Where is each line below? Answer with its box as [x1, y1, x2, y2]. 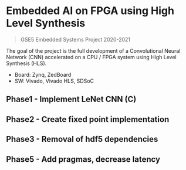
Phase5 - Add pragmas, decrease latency [6, 154, 160, 164]
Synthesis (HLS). [6, 60, 47, 67]
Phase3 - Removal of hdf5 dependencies [6, 134, 158, 144]
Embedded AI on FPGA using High [6, 4, 175, 18]
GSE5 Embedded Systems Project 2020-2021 [20, 36, 131, 43]
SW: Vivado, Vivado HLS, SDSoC [14, 77, 94, 84]
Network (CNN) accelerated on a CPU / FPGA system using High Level [6, 53, 177, 60]
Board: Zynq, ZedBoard [14, 71, 72, 78]
